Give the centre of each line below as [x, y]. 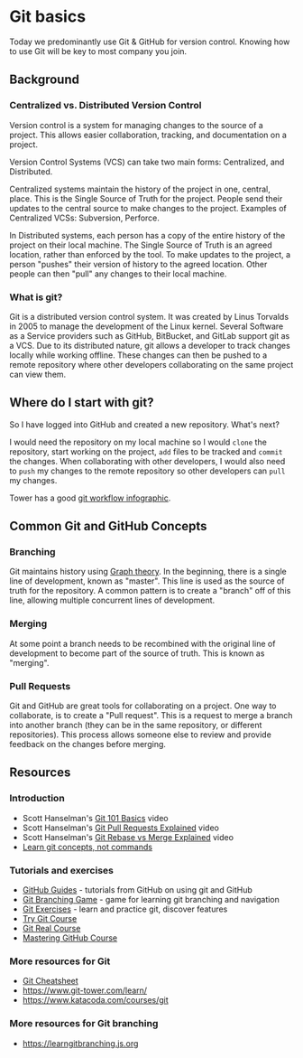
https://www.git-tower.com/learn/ [84, 990]
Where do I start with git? [82, 403]
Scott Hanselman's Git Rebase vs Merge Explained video [128, 837]
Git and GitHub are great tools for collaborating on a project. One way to [143, 706]
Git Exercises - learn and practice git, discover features [125, 909]
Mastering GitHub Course [70, 938]
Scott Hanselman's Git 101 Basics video [95, 818]
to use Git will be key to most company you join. [98, 51]
